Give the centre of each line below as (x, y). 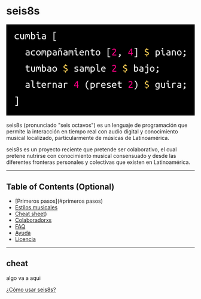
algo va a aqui (23, 278)
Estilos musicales (36, 208)
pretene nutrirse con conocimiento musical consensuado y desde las (91, 156)
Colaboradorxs (33, 220)
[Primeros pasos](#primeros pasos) (59, 201)
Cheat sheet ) (31, 214)
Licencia (25, 239)
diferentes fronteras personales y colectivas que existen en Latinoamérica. (98, 162)
